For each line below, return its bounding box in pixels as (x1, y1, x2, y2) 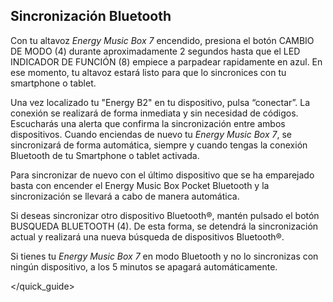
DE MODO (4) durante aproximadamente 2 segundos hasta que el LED (10, 45, 301, 57)
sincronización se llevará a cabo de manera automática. (10, 190, 240, 202)
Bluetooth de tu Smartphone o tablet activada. (10, 149, 200, 161)
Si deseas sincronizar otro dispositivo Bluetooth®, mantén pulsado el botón (10, 209, 320, 221)
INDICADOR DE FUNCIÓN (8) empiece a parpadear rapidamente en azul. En (10, 55, 323, 68)
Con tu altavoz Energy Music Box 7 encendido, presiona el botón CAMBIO (10, 34, 315, 46)
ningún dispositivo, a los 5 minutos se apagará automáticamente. (10, 260, 278, 273)
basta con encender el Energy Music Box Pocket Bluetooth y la (10, 179, 270, 191)
